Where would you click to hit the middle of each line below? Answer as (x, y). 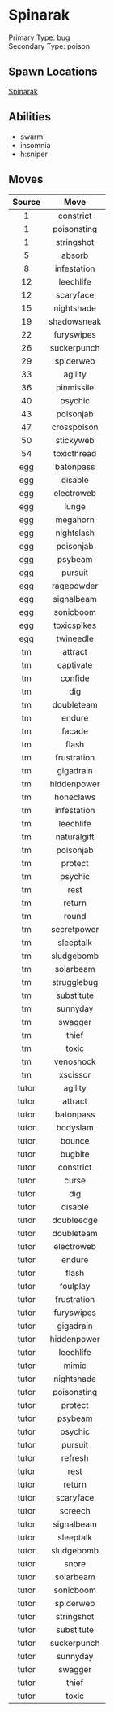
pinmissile (75, 388)
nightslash (75, 533)
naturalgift (75, 837)
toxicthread (75, 454)
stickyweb (75, 441)
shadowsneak (75, 321)
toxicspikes (75, 625)
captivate (75, 665)
